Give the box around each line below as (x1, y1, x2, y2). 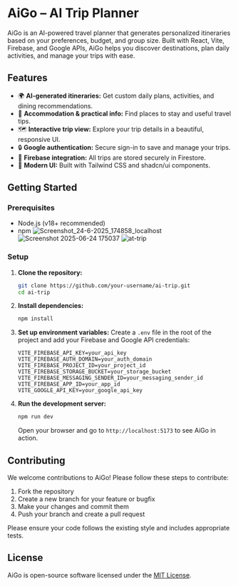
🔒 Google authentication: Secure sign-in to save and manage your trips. (17, 143, 231, 151)
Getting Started (7, 182, 78, 194)
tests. (7, 531, 24, 540)
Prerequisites (7, 203, 55, 213)
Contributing (7, 454, 66, 466)
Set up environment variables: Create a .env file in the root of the (17, 328, 212, 336)
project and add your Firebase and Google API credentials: (17, 336, 190, 344)
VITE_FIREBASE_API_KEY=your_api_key (17, 349, 127, 357)
